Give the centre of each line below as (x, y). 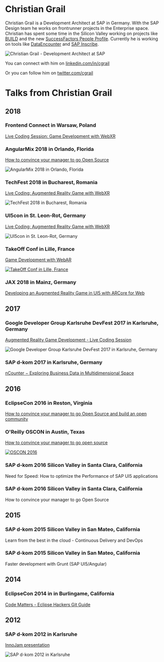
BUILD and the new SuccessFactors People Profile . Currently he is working (82, 39)
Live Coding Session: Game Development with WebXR (60, 136)
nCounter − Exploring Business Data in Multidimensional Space (70, 373)
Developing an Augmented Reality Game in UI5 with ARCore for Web (75, 293)
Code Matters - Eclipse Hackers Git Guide (48, 604)
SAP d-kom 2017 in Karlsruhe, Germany (54, 362)
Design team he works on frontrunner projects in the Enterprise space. (77, 28)
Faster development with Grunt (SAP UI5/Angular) (56, 564)
